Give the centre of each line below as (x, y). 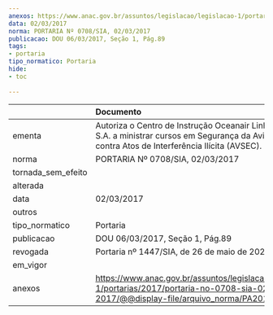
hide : (17, 69)
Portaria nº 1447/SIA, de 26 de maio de (171, 252)
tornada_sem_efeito (50, 172)
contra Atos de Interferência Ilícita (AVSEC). (179, 146)
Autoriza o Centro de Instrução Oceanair (173, 125)
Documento (119, 112)
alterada (28, 186)
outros (25, 212)
